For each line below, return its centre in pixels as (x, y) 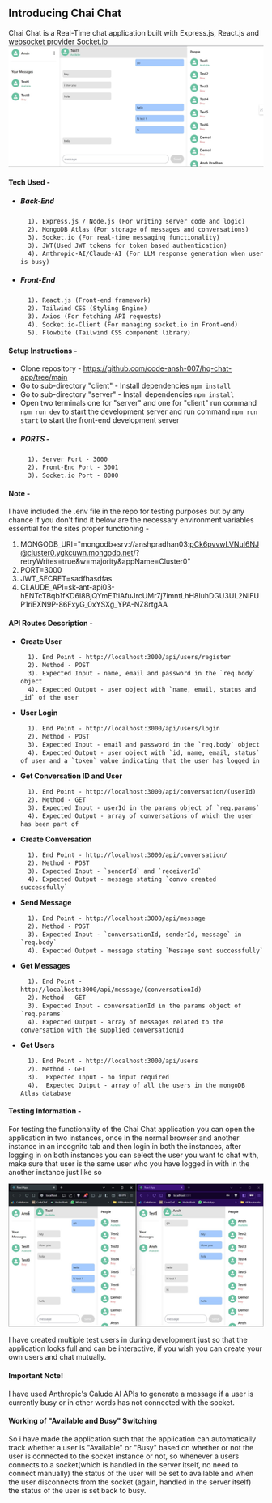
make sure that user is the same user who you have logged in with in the (129, 1163)
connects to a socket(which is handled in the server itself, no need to (123, 1464)
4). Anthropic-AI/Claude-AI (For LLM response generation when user (146, 254)
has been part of (49, 824)
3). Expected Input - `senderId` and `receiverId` (115, 871)
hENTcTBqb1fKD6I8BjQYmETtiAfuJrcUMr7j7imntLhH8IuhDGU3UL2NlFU (140, 596)
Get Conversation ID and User (71, 776)
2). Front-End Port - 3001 (73, 468)
